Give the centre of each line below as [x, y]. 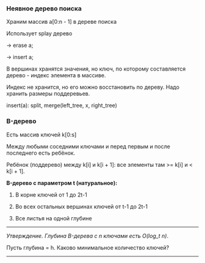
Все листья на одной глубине [54, 218]
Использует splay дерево [39, 33]
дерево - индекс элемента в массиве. [56, 75]
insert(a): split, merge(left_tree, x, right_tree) [62, 105]
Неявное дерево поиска [44, 9]
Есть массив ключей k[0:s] [41, 135]
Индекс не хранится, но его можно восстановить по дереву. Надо [93, 87]
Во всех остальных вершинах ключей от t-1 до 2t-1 [81, 206]
